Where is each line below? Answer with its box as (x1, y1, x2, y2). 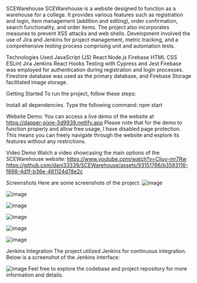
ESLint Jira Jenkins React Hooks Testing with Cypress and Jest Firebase (6, 60, 182, 67)
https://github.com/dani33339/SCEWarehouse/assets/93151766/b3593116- (6, 161, 188, 169)
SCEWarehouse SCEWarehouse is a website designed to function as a (6, 5, 176, 12)
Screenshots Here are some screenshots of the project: (6, 179, 141, 186)
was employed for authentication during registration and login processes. (6, 66, 184, 73)
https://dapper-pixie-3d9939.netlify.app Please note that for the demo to (6, 119, 182, 126)
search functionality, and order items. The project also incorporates (6, 23, 169, 31)
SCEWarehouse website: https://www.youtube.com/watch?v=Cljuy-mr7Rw (6, 156, 187, 162)
